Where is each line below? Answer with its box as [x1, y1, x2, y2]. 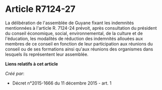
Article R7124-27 [5, 3, 76, 15]
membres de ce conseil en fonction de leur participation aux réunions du [5, 41, 153, 46]
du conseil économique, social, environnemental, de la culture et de [5, 30, 143, 36]
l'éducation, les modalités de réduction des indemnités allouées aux [5, 36, 143, 42]
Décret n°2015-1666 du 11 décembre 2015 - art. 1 [12, 80, 112, 86]
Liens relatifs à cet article [5, 61, 58, 67]
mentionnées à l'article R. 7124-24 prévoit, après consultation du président [5, 25, 157, 31]
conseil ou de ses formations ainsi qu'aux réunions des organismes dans [5, 46, 153, 52]
